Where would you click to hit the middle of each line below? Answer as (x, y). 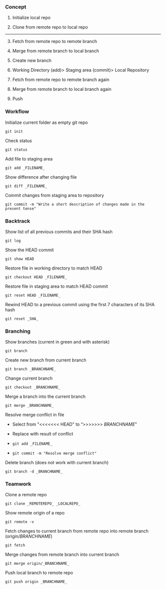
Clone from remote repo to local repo (50, 27)
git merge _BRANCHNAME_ (30, 406)
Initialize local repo (31, 18)
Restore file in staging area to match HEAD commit (57, 286)
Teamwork (18, 484)
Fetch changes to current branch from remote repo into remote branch (77, 531)
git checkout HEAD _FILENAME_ (36, 277)
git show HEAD (20, 259)
